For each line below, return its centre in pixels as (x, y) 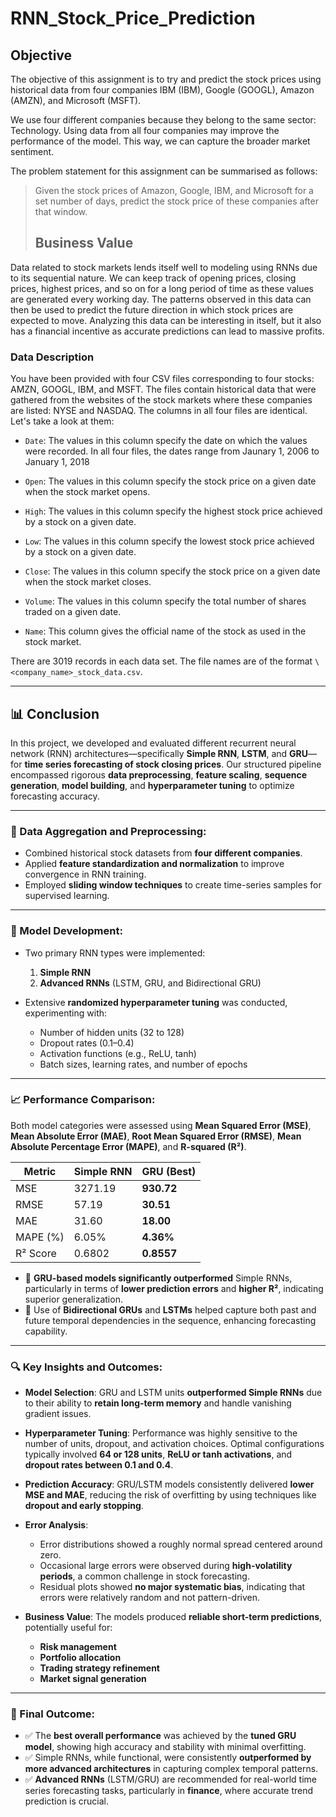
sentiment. (32, 151)
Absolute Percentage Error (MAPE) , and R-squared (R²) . (128, 1146)
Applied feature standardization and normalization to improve (154, 864)
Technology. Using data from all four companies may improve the (145, 130)
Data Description (52, 357)
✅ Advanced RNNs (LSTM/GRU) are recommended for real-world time (170, 1779)
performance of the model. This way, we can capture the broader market (160, 141)
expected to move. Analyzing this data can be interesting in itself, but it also (166, 320)
